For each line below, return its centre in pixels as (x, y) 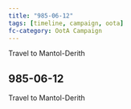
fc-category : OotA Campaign (55, 30)
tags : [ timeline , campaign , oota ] (66, 23)
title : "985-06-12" (41, 16)
